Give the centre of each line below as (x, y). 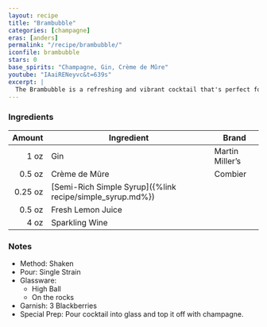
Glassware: (38, 280)
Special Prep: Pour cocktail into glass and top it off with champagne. (132, 314)
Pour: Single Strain (50, 271)
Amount (28, 137)
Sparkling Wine (80, 222)
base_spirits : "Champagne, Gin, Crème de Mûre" (89, 67)
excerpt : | (26, 82)
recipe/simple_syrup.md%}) (103, 197)
